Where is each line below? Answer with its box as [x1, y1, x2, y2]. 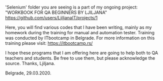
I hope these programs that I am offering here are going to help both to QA [5, 50, 158, 56]
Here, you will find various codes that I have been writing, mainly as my [5, 24, 152, 30]
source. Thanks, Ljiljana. [5, 61, 55, 66]
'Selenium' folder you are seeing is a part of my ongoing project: [5, 4, 138, 10]
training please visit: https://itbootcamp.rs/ [5, 40, 93, 46]
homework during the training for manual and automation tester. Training [5, 30, 155, 35]
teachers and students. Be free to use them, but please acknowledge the [5, 55, 155, 61]
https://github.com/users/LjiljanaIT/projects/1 [5, 15, 98, 20]
